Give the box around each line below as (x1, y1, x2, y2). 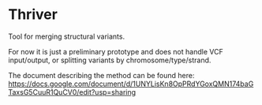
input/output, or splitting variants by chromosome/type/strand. (8, 55, 211, 65)
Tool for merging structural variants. (8, 32, 125, 41)
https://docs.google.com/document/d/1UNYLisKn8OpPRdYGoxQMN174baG (8, 79, 254, 88)
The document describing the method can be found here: (8, 70, 195, 80)
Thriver (8, 6, 58, 24)
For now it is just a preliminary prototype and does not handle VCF (8, 47, 223, 56)
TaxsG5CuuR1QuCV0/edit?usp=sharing (8, 87, 137, 96)
